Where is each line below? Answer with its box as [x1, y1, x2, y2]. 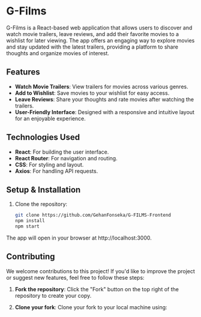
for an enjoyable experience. [14, 115, 86, 122]
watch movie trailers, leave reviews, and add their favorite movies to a [6, 30, 179, 37]
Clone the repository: [14, 201, 68, 208]
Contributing [6, 252, 55, 262]
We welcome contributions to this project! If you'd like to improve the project [6, 267, 195, 274]
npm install [14, 218, 45, 224]
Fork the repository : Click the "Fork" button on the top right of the [14, 285, 179, 292]
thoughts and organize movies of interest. [6, 49, 110, 56]
